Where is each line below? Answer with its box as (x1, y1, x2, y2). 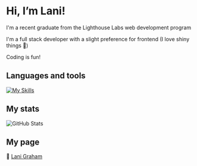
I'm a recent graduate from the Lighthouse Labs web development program (6, 24, 192, 31)
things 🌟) (6, 42, 29, 49)
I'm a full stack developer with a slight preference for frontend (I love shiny (6, 35, 190, 42)
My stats (6, 104, 40, 114)
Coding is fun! (6, 53, 41, 60)
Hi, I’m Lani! (6, 4, 66, 18)
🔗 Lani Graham (6, 153, 43, 160)
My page (6, 137, 40, 147)
